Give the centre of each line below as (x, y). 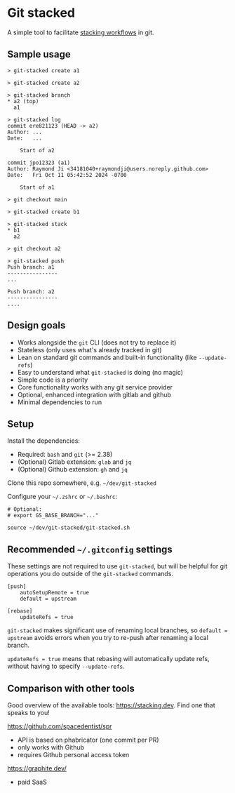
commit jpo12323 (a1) (39, 163)
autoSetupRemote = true (55, 593)
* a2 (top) (23, 101)
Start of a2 (37, 150)
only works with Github (51, 747)
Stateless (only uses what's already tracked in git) (89, 349)
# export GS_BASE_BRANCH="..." (53, 516)
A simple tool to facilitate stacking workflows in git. (81, 32)
